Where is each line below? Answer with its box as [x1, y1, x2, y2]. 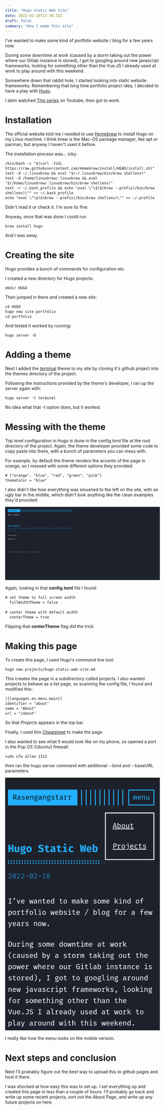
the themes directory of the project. [5, 371, 77, 377]
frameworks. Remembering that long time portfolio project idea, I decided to [5, 83, 159, 89]
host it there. [5, 1074, 31, 1080]
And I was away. [5, 233, 38, 239]
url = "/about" [5, 711, 36, 716]
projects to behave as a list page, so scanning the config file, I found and [5, 681, 152, 687]
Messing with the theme [5, 421, 106, 433]
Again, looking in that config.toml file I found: [5, 585, 97, 591]
